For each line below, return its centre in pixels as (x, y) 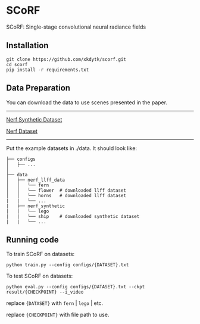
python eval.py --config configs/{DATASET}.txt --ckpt (76, 287)
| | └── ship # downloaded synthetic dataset (73, 216)
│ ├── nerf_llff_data (36, 180)
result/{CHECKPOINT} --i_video (45, 292)
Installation (27, 46)
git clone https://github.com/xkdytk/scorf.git (66, 59)
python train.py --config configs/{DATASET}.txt (68, 265)
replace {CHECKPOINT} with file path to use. (58, 315)
